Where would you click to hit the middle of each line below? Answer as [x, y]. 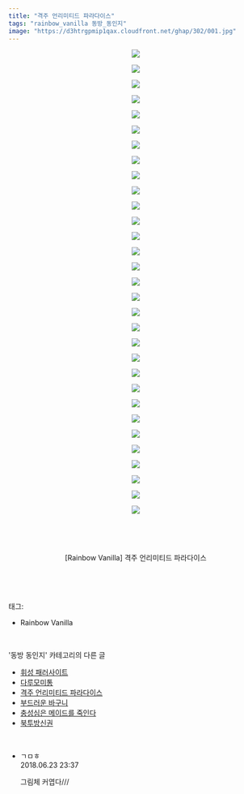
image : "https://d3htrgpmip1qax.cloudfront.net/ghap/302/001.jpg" [122, 31]
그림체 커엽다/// [45, 782]
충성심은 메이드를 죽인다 [58, 713]
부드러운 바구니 [44, 703]
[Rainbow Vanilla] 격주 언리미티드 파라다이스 [136, 558]
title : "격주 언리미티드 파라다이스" [62, 16]
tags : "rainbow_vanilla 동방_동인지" [67, 24]
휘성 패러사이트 [44, 672]
